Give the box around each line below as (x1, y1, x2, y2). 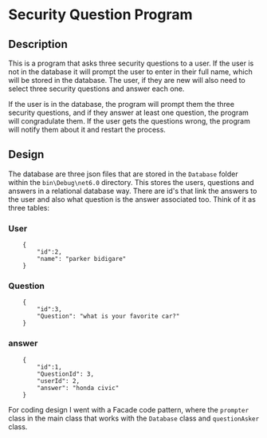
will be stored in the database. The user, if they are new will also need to (8, 76, 245, 85)
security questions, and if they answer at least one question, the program (8, 108, 249, 117)
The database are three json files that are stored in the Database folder (8, 169, 238, 179)
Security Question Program (8, 6, 193, 24)
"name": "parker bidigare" (37, 255, 127, 263)
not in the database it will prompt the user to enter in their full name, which (8, 67, 253, 77)
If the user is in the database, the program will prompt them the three (8, 100, 235, 109)
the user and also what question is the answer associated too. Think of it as (8, 194, 257, 204)
